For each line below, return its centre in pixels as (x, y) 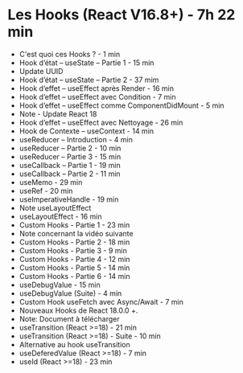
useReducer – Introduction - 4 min (76, 139)
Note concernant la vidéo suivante (76, 233)
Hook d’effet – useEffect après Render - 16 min (97, 88)
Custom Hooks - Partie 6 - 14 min (74, 276)
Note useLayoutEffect (55, 207)
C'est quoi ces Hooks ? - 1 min (70, 54)
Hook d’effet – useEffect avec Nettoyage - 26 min (101, 122)
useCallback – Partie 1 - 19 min (70, 165)
